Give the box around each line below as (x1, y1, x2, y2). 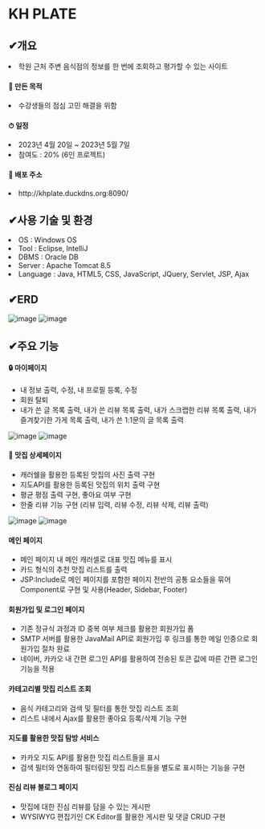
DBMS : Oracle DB (18, 252, 79, 262)
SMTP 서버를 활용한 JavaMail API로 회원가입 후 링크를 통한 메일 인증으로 (19, 634, 250, 644)
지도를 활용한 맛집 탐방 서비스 (8, 734, 100, 743)
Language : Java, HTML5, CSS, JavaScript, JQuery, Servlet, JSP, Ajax (18, 270, 250, 279)
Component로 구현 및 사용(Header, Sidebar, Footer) (19, 585, 188, 595)
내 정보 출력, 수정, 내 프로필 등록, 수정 (19, 384, 138, 394)
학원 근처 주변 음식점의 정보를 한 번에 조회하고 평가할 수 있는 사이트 (18, 62, 228, 71)
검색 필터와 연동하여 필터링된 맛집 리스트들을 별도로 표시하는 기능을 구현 (19, 762, 246, 772)
